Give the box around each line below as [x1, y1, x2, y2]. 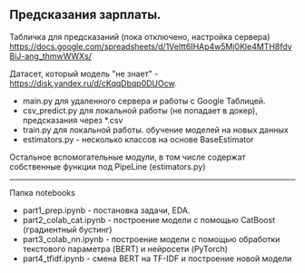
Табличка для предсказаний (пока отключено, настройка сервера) [9, 31, 271, 42]
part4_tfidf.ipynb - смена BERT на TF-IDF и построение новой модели [22, 253, 292, 264]
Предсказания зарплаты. [9, 7, 162, 23]
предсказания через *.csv [22, 114, 123, 125]
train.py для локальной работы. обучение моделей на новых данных [22, 124, 289, 135]
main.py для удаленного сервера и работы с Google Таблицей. [22, 95, 266, 106]
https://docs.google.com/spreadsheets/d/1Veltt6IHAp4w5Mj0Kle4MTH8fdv [9, 41, 292, 52]
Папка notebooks [9, 187, 75, 198]
